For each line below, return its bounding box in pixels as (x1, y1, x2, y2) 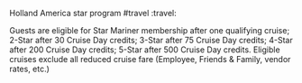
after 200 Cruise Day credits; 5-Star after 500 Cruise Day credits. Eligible (9, 44, 281, 55)
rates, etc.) (9, 63, 50, 74)
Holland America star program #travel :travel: (9, 8, 178, 18)
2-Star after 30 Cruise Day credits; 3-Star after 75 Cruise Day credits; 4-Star (9, 35, 293, 45)
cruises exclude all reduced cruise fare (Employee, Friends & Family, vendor (9, 54, 291, 64)
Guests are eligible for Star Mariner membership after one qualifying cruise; (9, 25, 290, 35)
